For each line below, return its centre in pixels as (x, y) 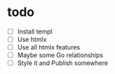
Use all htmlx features (48, 47)
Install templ (35, 31)
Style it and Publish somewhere (62, 63)
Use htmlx (32, 39)
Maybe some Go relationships (60, 55)
